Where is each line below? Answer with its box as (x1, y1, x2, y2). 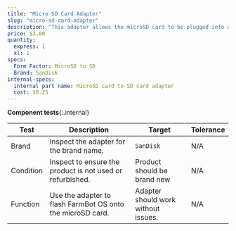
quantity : (7, 37, 37, 44)
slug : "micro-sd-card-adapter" (7, 17, 99, 24)
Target (148, 125, 171, 135)
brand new (134, 175, 171, 185)
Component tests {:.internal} (7, 108, 90, 117)
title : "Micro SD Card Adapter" (7, 10, 102, 18)
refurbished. (49, 175, 91, 185)
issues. (134, 213, 159, 223)
